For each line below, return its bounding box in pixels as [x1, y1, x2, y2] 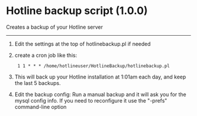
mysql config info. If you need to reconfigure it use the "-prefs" [14, 97, 168, 104]
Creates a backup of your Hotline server [6, 23, 103, 30]
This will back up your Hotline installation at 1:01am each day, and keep [14, 73, 186, 80]
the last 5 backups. [14, 79, 61, 86]
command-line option [14, 103, 67, 110]
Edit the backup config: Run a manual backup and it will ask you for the [14, 91, 186, 98]
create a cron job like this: [14, 52, 77, 59]
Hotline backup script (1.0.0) [6, 4, 148, 18]
